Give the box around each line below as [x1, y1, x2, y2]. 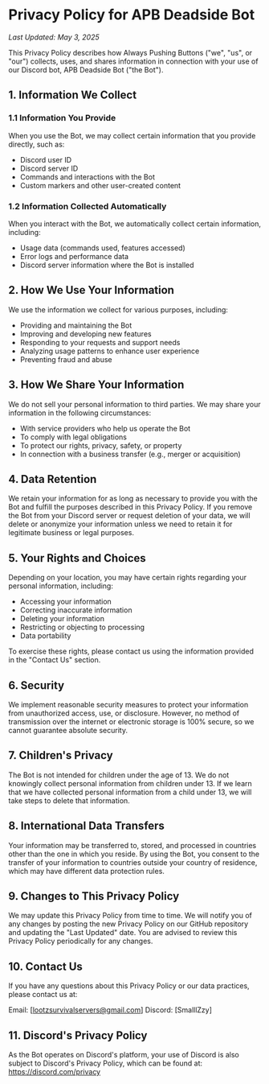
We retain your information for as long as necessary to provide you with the [8, 493, 259, 504]
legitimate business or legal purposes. [8, 528, 135, 538]
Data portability [19, 631, 71, 641]
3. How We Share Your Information [8, 378, 185, 392]
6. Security [8, 678, 65, 692]
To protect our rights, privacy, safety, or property [19, 440, 182, 450]
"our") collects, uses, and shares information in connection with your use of [8, 56, 259, 66]
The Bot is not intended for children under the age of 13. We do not [8, 770, 230, 780]
